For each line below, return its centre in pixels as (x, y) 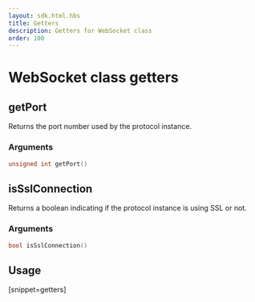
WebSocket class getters (93, 78)
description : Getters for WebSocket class (80, 30)
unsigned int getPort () (48, 164)
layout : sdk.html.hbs (45, 16)
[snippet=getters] (37, 290)
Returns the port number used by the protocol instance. (100, 127)
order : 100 (26, 38)
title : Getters (34, 23)
